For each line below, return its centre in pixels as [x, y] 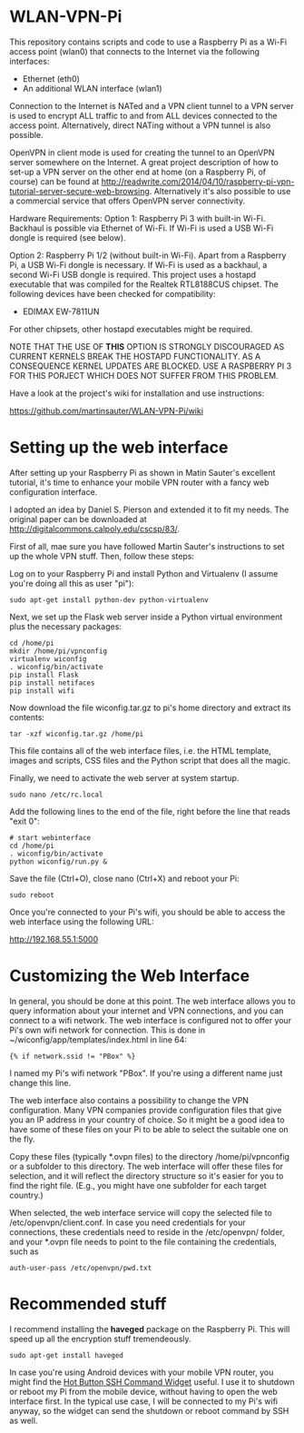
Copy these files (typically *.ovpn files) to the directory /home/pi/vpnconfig [150, 1156]
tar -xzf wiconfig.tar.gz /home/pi [77, 734]
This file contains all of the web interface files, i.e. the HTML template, [141, 750]
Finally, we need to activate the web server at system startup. [124, 777]
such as [24, 1251]
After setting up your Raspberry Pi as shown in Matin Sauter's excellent [142, 472]
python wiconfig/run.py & [58, 861]
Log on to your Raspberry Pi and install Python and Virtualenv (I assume [144, 573]
